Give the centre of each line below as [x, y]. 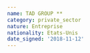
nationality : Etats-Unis [43, 33]
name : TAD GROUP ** [35, 13]
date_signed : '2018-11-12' [46, 39]
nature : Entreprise [35, 26]
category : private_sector [44, 20]
